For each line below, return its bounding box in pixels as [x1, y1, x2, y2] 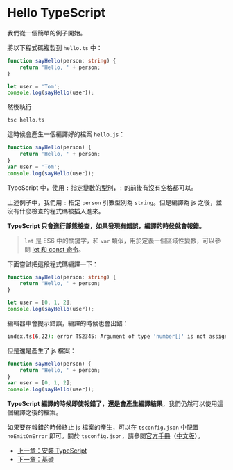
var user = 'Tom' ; [7, 163, 60, 170]
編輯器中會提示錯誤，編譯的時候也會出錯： [7, 318, 129, 327]
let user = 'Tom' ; [7, 83, 60, 90]
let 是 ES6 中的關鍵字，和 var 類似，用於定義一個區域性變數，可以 [24, 236, 215, 245]
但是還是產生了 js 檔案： [7, 346, 76, 355]
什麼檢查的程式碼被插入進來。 [19, 206, 105, 215]
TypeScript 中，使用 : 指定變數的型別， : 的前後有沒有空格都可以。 [7, 183, 198, 192]
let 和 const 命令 [32, 245, 79, 253]
